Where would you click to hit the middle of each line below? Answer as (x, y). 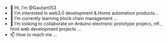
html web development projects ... (46, 29)
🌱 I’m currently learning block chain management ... (64, 18)
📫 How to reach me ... (33, 34)
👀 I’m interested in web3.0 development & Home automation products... (84, 13)
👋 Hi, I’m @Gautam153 (33, 8)
